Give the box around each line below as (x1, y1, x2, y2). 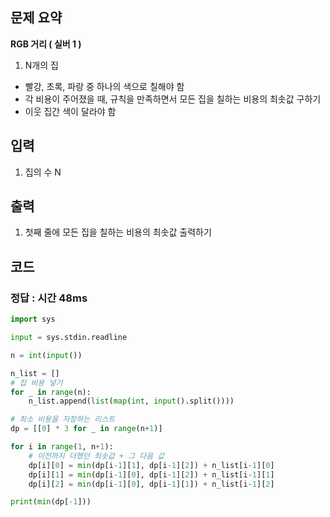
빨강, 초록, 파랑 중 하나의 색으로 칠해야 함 (24, 80, 185, 92)
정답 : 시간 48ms (10, 291, 88, 305)
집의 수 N (24, 166, 62, 178)
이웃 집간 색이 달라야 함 (24, 105, 117, 117)
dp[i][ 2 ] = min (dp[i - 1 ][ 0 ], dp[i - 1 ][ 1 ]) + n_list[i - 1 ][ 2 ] (28, 479, 275, 489)
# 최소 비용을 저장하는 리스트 (10, 414, 116, 425)
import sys (10, 314, 56, 325)
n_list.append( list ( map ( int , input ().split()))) (28, 396, 235, 407)
